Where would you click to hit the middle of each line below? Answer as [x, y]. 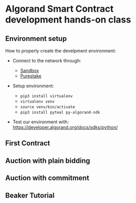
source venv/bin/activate [47, 107]
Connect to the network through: [47, 61]
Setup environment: [33, 86]
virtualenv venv [37, 102]
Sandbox [29, 70]
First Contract [28, 143]
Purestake [31, 76]
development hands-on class [68, 20]
